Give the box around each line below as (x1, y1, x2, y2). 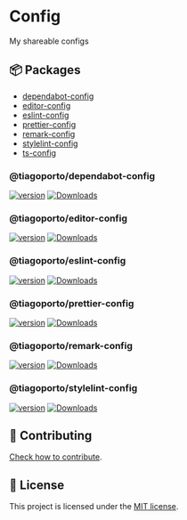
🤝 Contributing (9, 427, 93, 443)
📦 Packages (9, 62, 81, 77)
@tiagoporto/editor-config (9, 212, 127, 224)
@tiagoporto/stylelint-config (9, 382, 138, 394)
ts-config (21, 147, 56, 158)
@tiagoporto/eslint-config (9, 255, 126, 267)
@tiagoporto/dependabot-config (9, 169, 156, 182)
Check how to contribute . (9, 451, 102, 462)
